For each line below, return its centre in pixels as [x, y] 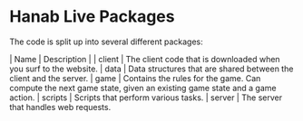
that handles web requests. [60, 107]
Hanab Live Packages [92, 17]
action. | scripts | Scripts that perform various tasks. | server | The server [146, 98]
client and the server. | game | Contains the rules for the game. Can [135, 78]
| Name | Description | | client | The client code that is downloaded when [145, 59]
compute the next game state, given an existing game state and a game [143, 88]
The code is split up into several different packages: [106, 42]
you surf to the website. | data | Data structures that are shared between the [151, 69]
